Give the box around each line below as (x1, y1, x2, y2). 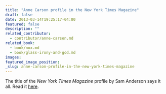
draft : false (5, 12, 33, 17)
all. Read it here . (5, 83, 39, 89)
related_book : (5, 41, 35, 46)
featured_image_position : (5, 59, 60, 65)
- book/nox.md (10, 45, 39, 50)
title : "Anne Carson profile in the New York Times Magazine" (5, 7, 139, 13)
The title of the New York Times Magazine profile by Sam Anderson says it (5, 78, 161, 84)
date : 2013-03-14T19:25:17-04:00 (5, 17, 76, 22)
